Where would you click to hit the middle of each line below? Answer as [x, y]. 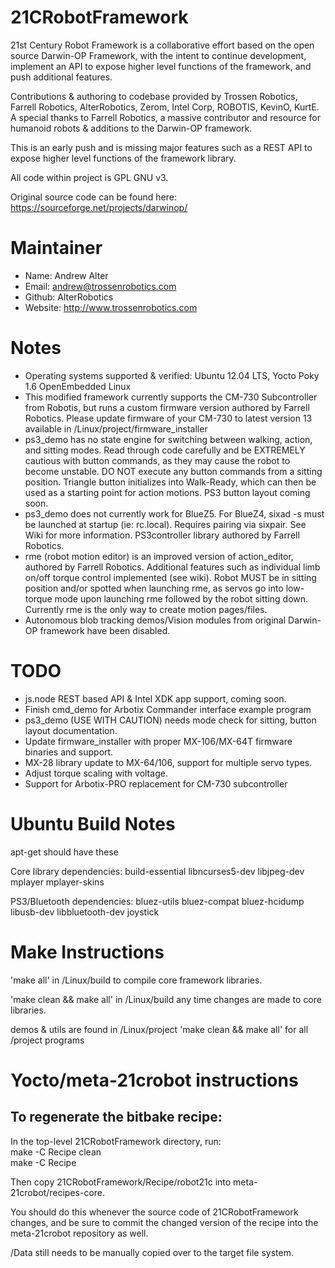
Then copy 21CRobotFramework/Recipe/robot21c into [121, 1182]
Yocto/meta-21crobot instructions [154, 1080]
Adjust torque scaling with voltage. [96, 773]
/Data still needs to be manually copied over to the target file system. [152, 1252]
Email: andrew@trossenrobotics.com [100, 286]
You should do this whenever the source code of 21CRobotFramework [154, 1212]
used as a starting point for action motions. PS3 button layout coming [167, 492]
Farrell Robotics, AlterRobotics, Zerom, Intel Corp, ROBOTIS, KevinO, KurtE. [165, 107]
